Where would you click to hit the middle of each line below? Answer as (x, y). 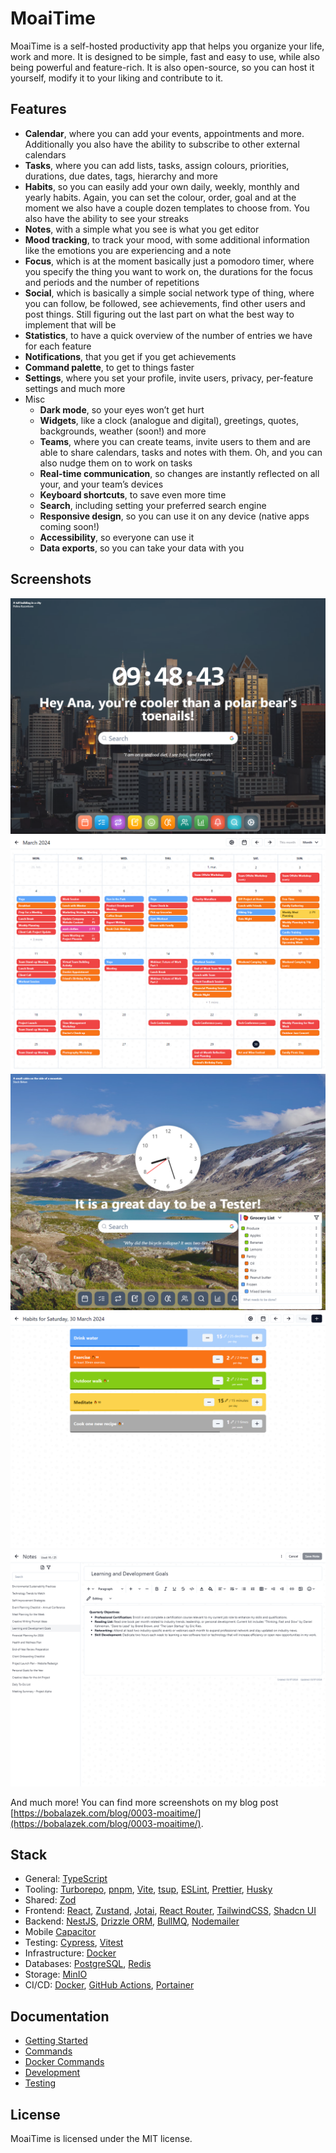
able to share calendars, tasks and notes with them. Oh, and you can (181, 452)
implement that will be (70, 324)
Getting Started (56, 2041)
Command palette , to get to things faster (109, 367)
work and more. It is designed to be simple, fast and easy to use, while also (165, 56)
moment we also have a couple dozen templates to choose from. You (167, 208)
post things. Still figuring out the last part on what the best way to (159, 314)
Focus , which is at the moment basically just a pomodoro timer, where (169, 261)
